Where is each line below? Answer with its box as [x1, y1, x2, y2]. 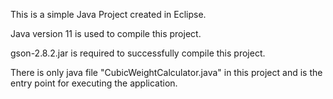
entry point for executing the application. [10, 77, 178, 89]
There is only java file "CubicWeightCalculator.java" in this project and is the [10, 67, 323, 78]
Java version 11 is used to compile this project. [10, 28, 202, 39]
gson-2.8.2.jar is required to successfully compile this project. [10, 47, 266, 59]
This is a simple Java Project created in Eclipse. [10, 9, 207, 20]
